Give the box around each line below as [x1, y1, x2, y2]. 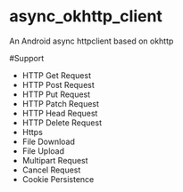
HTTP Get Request [21, 69, 92, 81]
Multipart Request [21, 155, 88, 165]
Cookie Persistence [21, 173, 95, 184]
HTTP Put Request [21, 89, 91, 100]
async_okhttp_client [9, 6, 163, 27]
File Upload [21, 145, 65, 156]
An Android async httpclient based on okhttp [9, 36, 174, 46]
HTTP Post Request [21, 79, 96, 90]
